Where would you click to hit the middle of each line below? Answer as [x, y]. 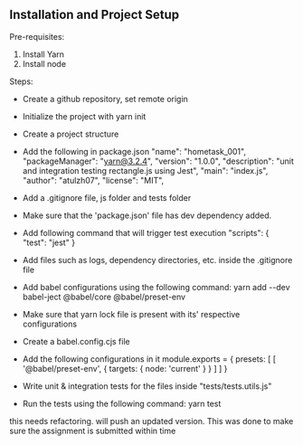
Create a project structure [71, 134]
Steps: [21, 81]
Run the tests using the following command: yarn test [122, 403]
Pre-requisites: [37, 36]
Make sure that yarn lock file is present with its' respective [131, 314]
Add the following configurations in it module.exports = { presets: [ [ [149, 359]
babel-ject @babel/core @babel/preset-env [104, 297]
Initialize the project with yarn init [84, 116]
